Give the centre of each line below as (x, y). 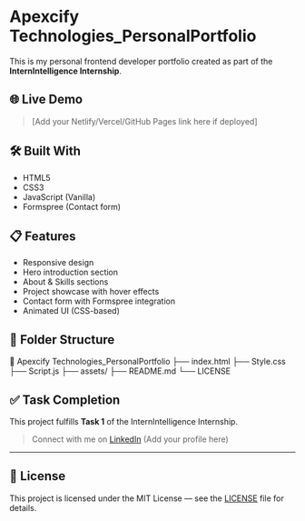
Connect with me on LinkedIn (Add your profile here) (130, 439)
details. (23, 507)
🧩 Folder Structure (62, 340)
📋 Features (43, 236)
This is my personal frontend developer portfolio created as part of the (141, 61)
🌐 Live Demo (46, 100)
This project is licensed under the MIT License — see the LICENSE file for (147, 498)
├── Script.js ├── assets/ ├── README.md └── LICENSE (120, 371)
